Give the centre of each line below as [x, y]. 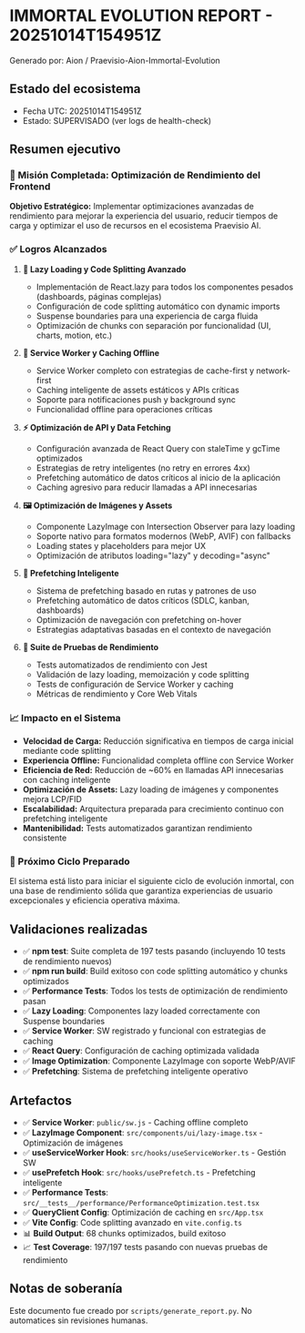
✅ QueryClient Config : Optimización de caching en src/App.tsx [143, 1212]
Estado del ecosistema [75, 89]
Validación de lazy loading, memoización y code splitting [142, 674]
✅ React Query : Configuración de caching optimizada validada [141, 1051]
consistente [45, 838]
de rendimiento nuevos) [67, 962]
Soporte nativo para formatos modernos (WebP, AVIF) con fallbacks [163, 536]
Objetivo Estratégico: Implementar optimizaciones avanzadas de [132, 207]
